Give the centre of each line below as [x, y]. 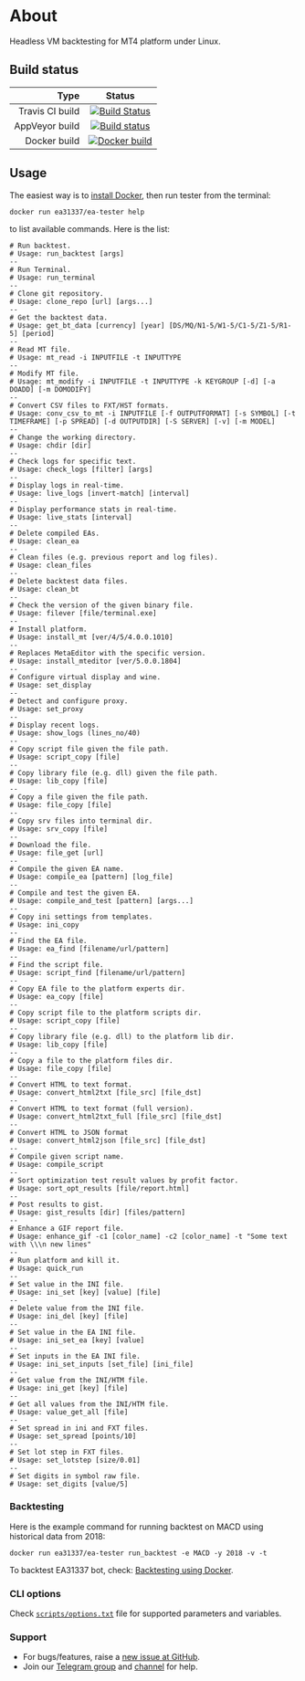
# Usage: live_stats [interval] [71, 517]
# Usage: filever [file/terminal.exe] [83, 613]
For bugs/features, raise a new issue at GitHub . [111, 1657]
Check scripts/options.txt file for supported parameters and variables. [146, 1613]
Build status [44, 70]
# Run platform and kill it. [65, 1260]
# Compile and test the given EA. [75, 893]
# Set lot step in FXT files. [67, 1452]
